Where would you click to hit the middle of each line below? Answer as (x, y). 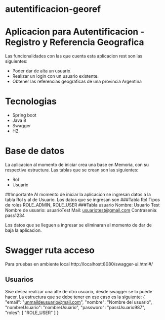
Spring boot (24, 115)
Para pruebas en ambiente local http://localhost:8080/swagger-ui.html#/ (79, 264)
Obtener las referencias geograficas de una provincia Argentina (77, 81)
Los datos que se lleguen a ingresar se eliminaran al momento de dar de (79, 225)
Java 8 (19, 120)
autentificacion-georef (53, 9)
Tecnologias (31, 101)
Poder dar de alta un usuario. (42, 71)
